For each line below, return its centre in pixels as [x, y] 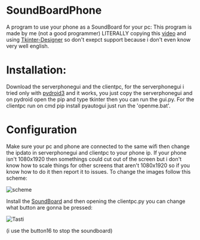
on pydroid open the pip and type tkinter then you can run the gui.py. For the [100, 99]
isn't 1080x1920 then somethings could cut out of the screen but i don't [94, 159]
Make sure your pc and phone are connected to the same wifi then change [98, 146]
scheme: [17, 178]
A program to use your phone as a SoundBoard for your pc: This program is [99, 27]
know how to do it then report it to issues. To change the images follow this [99, 171]
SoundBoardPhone [54, 10]
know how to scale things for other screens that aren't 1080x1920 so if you [98, 165]
